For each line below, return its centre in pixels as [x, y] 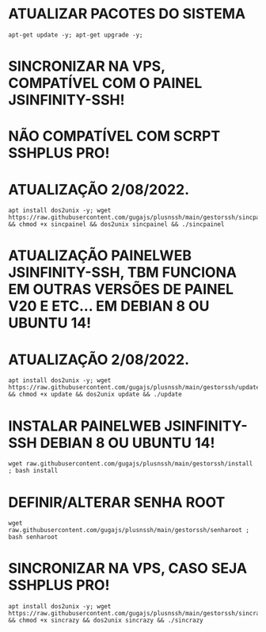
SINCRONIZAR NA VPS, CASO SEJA [128, 569]
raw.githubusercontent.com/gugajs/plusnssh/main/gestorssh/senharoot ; [129, 530]
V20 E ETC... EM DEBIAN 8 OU [109, 306]
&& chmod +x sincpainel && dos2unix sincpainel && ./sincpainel [116, 224]
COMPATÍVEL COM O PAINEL [105, 83]
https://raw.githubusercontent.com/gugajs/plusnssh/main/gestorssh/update [134, 388]
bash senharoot [33, 537]
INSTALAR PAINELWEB [85, 426]
